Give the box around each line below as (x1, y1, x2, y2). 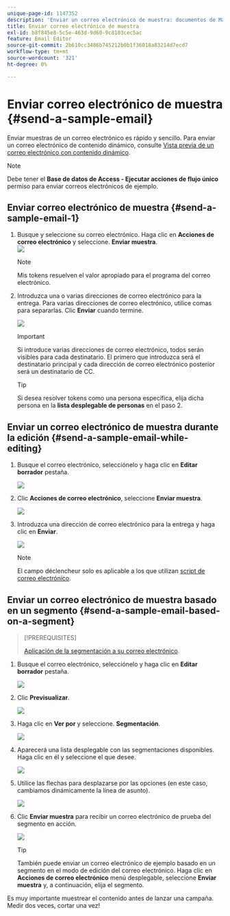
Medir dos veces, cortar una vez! (7, 902, 101, 909)
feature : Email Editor (7, 36, 72, 42)
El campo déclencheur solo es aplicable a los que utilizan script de (16, 567, 205, 575)
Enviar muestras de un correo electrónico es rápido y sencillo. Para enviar (7, 133, 216, 142)
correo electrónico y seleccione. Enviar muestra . (16, 238, 157, 246)
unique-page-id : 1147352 (7, 10, 78, 17)
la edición (7, 432, 50, 444)
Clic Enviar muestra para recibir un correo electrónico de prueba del (16, 813, 212, 820)
